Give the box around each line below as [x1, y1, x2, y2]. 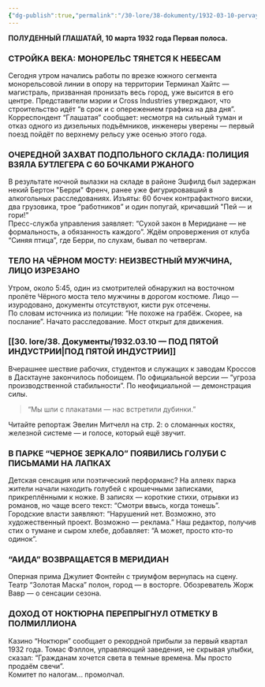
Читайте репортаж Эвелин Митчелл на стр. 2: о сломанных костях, [8, 420, 236, 429]
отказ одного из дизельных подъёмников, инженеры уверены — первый [8, 121, 255, 130]
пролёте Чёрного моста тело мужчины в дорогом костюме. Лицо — [8, 291, 239, 301]
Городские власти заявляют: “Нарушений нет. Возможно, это [8, 510, 217, 519]
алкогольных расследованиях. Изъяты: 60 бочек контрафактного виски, [8, 194, 254, 203]
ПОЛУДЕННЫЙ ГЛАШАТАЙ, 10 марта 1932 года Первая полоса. [8, 33, 228, 43]
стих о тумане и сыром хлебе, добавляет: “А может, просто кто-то [8, 526, 233, 536]
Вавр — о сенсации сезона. [8, 588, 102, 598]
